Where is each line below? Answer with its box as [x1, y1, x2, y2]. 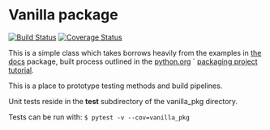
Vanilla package [8, 6, 119, 24]
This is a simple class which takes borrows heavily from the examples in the [8, 48, 262, 57]
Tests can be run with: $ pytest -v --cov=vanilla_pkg [8, 111, 191, 122]
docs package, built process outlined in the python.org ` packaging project [8, 57, 258, 66]
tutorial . [8, 65, 34, 74]
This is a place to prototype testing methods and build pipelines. [8, 81, 223, 90]
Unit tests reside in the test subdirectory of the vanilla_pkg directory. [8, 96, 238, 106]
